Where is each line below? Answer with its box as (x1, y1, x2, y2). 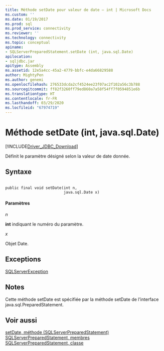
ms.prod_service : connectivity (5, 26, 71, 31)
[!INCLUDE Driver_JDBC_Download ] (5, 143, 79, 149)
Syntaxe (5, 167, 32, 176)
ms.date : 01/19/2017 (5, 17, 49, 22)
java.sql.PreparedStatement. (5, 301, 64, 307)
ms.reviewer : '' (5, 31, 39, 36)
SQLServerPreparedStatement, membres (5, 334, 90, 341)
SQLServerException (5, 268, 49, 274)
